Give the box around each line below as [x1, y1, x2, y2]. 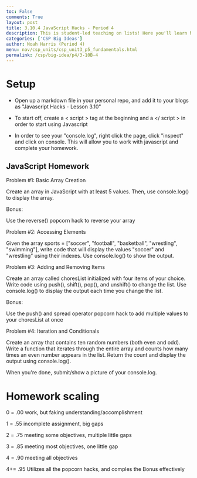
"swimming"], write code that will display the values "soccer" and [6, 246, 165, 253]
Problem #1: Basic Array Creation [6, 177, 86, 184]
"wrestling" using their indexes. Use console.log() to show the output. [6, 252, 174, 260]
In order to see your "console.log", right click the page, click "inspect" [14, 132, 184, 139]
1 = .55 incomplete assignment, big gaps [6, 420, 104, 428]
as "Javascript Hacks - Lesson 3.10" [14, 103, 101, 110]
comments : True [6, 14, 43, 20]
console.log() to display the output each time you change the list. [6, 288, 163, 295]
